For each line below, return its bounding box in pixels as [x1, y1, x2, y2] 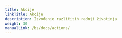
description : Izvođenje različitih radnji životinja [5, 16, 117, 21]
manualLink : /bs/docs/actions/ [5, 26, 70, 31]
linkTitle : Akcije [5, 12, 43, 17]
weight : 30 [5, 21, 28, 26]
